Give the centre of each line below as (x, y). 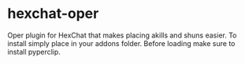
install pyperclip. (34, 52)
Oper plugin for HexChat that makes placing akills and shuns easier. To (122, 35)
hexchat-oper (53, 14)
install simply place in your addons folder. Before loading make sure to (121, 43)
